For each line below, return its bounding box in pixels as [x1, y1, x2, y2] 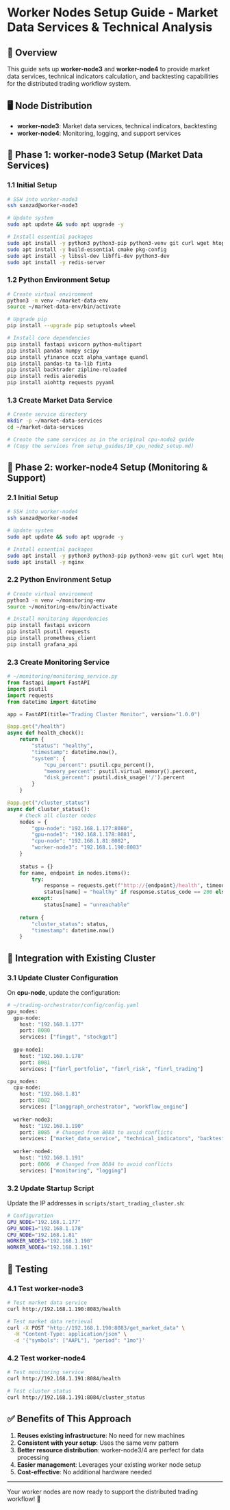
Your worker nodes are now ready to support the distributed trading [7, 1487, 199, 1496]
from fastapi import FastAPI [7, 679, 90, 686]
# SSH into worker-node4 [7, 508, 78, 515]
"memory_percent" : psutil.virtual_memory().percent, [43, 768, 197, 775]
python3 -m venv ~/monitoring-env [7, 597, 106, 604]
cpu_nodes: [7, 1078, 38, 1085]
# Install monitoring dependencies [7, 615, 109, 622]
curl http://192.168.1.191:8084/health [7, 1376, 121, 1382]
